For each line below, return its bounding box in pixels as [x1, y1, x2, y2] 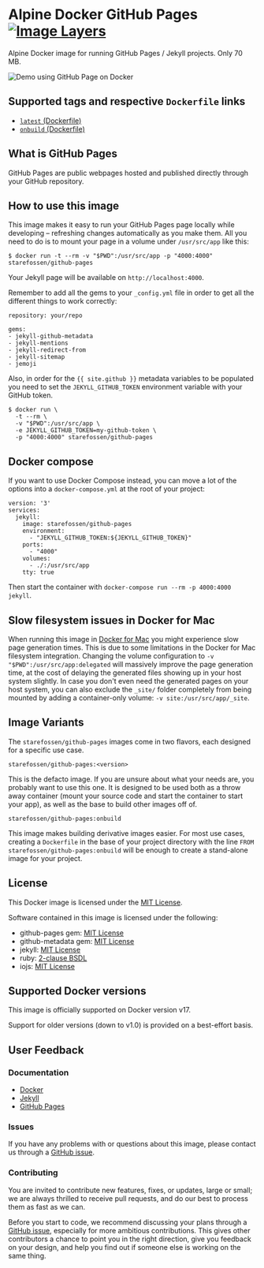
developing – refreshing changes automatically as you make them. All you [8, 229, 247, 238]
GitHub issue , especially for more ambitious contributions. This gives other [8, 1225, 251, 1235]
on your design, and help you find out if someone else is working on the [8, 1242, 241, 1251]
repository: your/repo [8, 311, 83, 320]
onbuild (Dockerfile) [19, 124, 85, 133]
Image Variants [8, 716, 84, 729]
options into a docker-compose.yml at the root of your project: [8, 484, 205, 494]
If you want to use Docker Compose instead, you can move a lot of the [8, 475, 237, 486]
